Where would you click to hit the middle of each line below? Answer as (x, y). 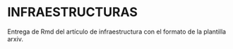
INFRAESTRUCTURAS (72, 12)
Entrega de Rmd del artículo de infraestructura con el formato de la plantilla (117, 31)
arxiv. (15, 38)
